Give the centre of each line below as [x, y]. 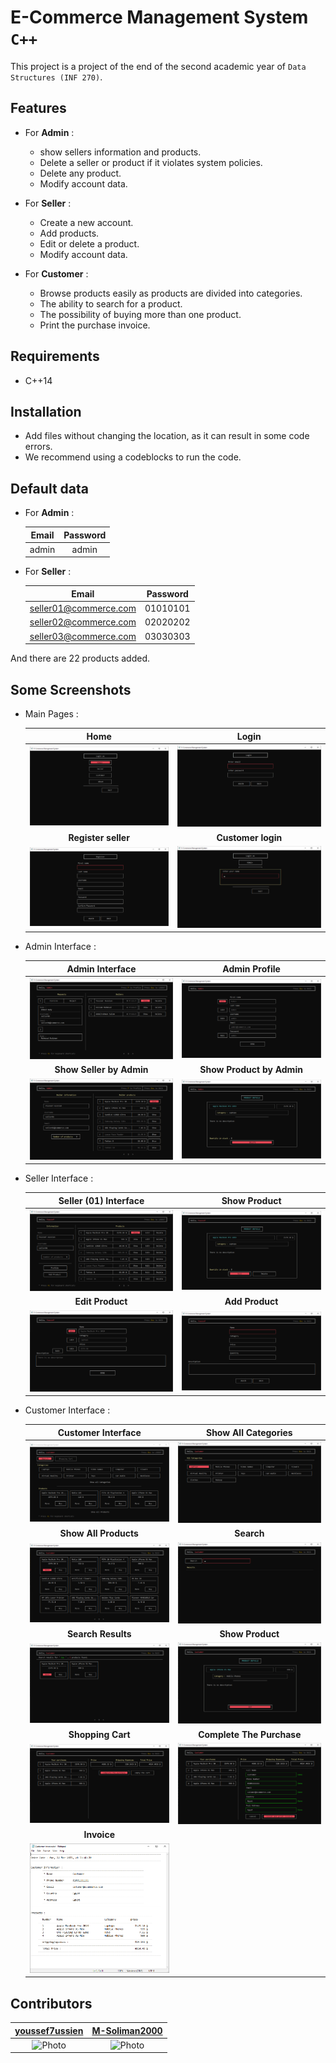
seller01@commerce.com [83, 608]
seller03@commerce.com [83, 636]
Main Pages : [51, 714]
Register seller [99, 837]
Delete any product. [80, 173]
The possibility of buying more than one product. [140, 314]
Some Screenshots [71, 689]
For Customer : [56, 273]
